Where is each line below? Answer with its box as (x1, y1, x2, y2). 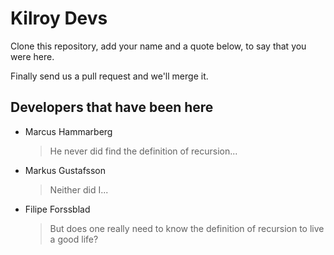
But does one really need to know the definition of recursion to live (49, 222, 325, 234)
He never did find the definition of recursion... (49, 145, 238, 157)
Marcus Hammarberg (24, 125, 113, 137)
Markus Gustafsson (24, 164, 107, 176)
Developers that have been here (10, 99, 214, 116)
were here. (10, 50, 55, 62)
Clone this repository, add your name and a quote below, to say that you (10, 40, 307, 52)
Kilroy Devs (10, 7, 108, 30)
